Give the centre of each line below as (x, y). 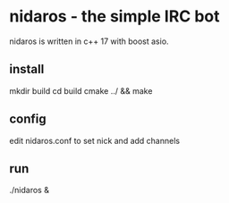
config (28, 119)
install (27, 69)
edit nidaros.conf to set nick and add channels (95, 140)
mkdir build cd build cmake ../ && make (81, 90)
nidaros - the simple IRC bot (114, 17)
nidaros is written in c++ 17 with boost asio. (89, 41)
